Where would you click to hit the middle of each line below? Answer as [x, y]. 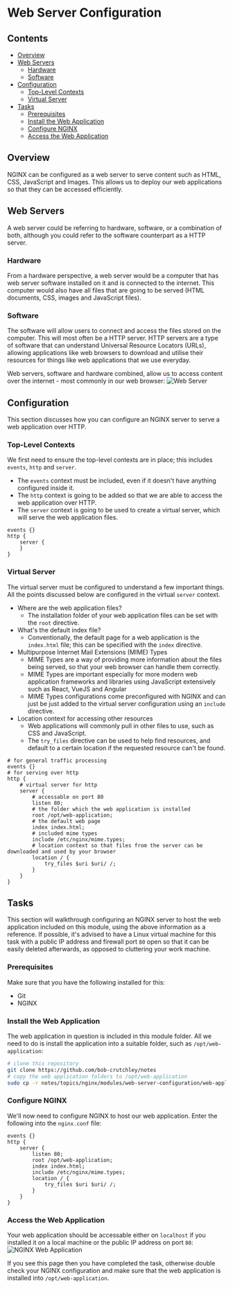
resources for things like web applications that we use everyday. [99, 360]
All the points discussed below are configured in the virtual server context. [114, 594]
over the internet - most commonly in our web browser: [86, 381]
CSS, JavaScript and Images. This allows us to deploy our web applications [115, 182]
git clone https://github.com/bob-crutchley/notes [82, 1070]
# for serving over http [43, 772]
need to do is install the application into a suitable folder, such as [100, 1044]
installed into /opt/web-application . [58, 1278]
